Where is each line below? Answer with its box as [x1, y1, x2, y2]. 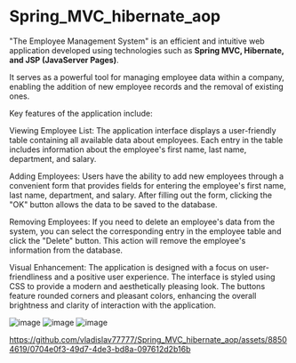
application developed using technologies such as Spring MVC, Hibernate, [9, 44, 284, 55]
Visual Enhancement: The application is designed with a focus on [9, 262, 248, 272]
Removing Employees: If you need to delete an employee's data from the [9, 216, 276, 227]
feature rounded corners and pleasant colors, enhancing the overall [9, 290, 257, 301]
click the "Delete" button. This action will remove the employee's [9, 235, 246, 246]
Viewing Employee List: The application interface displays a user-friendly [9, 125, 277, 135]
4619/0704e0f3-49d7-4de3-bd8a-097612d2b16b [9, 343, 191, 354]
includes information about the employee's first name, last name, [9, 144, 247, 155]
